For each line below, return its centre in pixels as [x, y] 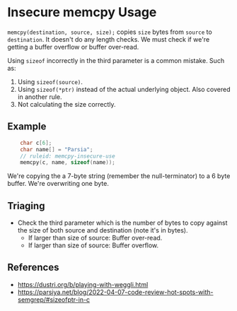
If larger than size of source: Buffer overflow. [93, 245]
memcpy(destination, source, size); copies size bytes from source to [110, 32]
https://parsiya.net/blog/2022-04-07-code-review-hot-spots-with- [115, 292]
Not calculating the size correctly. [67, 104]
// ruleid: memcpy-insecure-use [68, 156]
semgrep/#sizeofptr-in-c [54, 299]
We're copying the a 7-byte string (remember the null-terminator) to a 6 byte [119, 176]
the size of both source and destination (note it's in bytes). [103, 230]
